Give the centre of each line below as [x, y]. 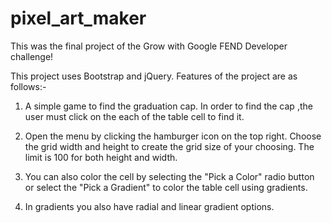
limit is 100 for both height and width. [101, 157]
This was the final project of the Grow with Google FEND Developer [149, 46]
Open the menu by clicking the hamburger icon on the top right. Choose [173, 136]
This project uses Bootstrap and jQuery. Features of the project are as [154, 76]
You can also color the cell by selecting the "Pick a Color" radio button [169, 176]
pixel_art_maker [78, 18]
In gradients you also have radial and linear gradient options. [149, 206]
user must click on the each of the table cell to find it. [134, 116]
